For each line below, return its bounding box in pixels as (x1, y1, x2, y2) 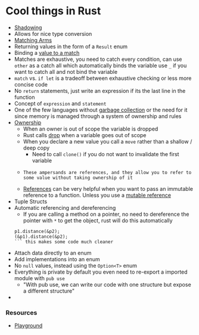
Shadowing (14, 24, 42, 31)
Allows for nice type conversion (14, 30, 92, 37)
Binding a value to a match (14, 49, 80, 56)
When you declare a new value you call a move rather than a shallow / (23, 138, 192, 145)
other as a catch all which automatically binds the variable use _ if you (14, 61, 187, 69)
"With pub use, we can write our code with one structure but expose (23, 281, 191, 288)
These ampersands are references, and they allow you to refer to (23, 169, 192, 175)
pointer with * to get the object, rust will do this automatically (23, 216, 173, 224)
